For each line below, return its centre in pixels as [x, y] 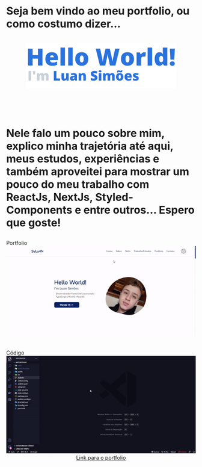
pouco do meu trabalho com [78, 184]
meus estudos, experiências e [83, 159]
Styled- [114, 197]
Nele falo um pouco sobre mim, [86, 133]
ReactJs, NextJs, [50, 197]
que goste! [34, 223]
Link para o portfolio [101, 458]
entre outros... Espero [139, 210]
